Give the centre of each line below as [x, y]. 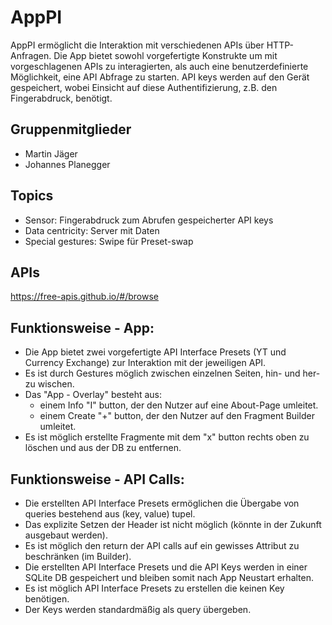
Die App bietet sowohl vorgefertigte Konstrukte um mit [165, 55]
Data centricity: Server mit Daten [92, 230]
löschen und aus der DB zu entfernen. [103, 448]
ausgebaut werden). [66, 535]
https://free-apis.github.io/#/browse [84, 297]
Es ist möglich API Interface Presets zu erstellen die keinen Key [154, 588]
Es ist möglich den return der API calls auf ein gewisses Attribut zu [162, 545]
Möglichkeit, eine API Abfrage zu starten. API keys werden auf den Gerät [160, 77]
